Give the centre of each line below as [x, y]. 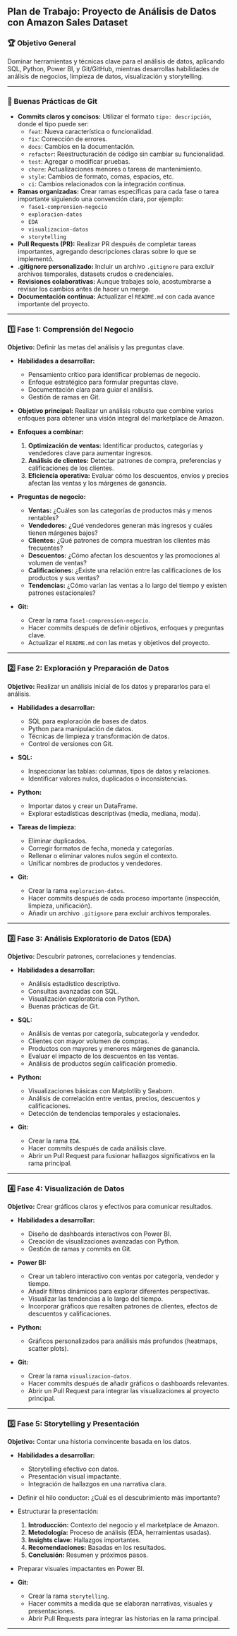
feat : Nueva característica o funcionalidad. [91, 131]
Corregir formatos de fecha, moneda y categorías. [101, 848]
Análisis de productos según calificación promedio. [103, 1063]
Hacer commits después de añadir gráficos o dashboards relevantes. [128, 1383]
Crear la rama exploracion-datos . [77, 890]
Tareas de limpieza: [47, 827]
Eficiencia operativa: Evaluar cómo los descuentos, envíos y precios [128, 476]
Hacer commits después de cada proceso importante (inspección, [124, 898]
